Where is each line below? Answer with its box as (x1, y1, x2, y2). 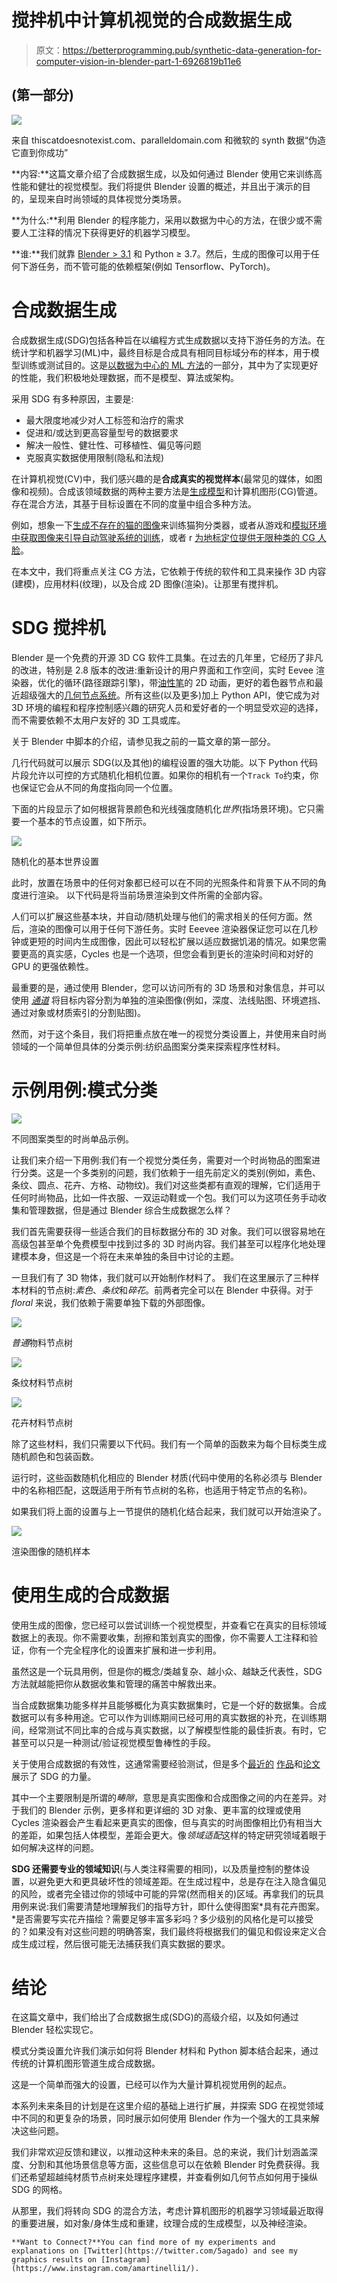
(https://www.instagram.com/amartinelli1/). (11, 2264, 200, 2274)
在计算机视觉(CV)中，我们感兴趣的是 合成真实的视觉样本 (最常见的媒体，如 (11, 472, 314, 485)
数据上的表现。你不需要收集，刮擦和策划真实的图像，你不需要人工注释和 (11, 1631, 309, 1643)
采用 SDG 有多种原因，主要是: (11, 392, 134, 405)
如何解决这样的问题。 (11, 1841, 99, 1853)
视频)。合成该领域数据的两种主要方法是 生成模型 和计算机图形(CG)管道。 (28, 485, 323, 497)
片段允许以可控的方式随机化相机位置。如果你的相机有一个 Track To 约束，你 (11, 769, 319, 781)
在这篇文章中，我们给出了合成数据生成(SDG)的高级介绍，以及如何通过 (11, 2011, 299, 2023)
